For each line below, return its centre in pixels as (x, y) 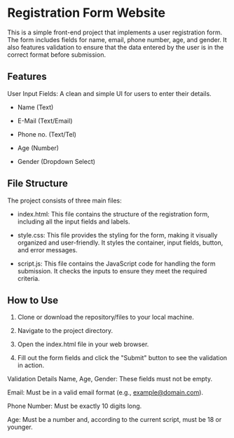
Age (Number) (38, 148)
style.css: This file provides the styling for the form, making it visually (117, 235)
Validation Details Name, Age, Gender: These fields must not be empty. (110, 379)
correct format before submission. (57, 55)
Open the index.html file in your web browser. (83, 344)
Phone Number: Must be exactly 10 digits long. (75, 406)
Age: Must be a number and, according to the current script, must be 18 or (115, 420)
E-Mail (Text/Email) (45, 121)
